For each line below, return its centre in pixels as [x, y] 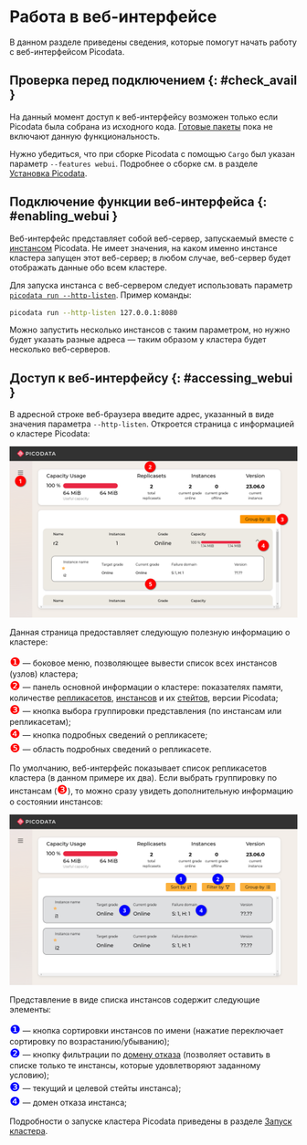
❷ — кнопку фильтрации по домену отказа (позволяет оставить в [140, 1053]
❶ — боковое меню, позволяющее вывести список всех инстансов [143, 662]
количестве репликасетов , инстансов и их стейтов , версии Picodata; [144, 698]
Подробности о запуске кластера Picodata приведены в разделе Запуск [151, 1121]
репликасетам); [40, 721]
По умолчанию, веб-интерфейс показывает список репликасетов [138, 768]
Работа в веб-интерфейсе [113, 17]
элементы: [31, 1009]
